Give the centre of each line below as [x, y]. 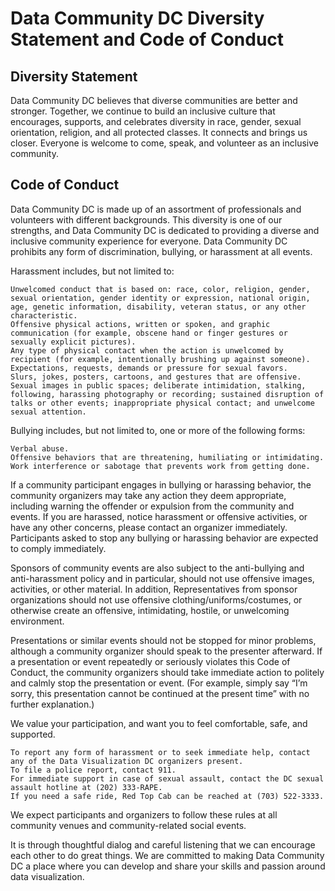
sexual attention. [48, 412]
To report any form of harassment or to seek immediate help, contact [160, 752]
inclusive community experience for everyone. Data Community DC [149, 241]
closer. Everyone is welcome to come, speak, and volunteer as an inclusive [164, 143]
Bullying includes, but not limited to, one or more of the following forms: [158, 430]
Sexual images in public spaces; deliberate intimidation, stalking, [158, 385]
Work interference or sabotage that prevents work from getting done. [160, 466]
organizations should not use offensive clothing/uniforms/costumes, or [156, 599]
